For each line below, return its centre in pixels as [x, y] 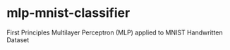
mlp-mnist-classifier [68, 13]
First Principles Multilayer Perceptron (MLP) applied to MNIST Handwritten [115, 32]
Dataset [18, 39]
